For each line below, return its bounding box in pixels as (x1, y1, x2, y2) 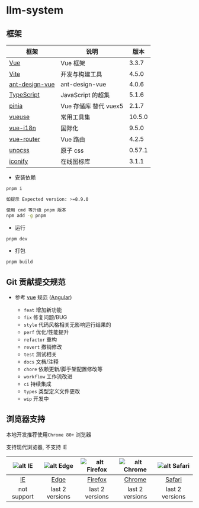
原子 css (60, 146, 84, 155)
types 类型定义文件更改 (23, 388, 81, 395)
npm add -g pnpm (6, 213, 46, 218)
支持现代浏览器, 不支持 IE (6, 443, 68, 451)
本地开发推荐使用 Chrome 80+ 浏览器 (6, 430, 92, 438)
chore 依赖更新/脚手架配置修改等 (23, 365, 103, 373)
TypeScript (9, 91, 40, 98)
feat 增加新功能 (23, 306, 62, 314)
